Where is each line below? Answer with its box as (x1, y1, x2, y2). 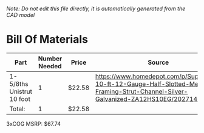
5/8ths (9, 79, 29, 88)
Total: (9, 105, 25, 113)
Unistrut (9, 87, 32, 96)
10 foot (9, 94, 30, 103)
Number (38, 54, 63, 63)
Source (148, 58, 169, 66)
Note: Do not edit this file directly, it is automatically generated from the (6, 5, 186, 12)
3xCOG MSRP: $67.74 (6, 120, 61, 127)
